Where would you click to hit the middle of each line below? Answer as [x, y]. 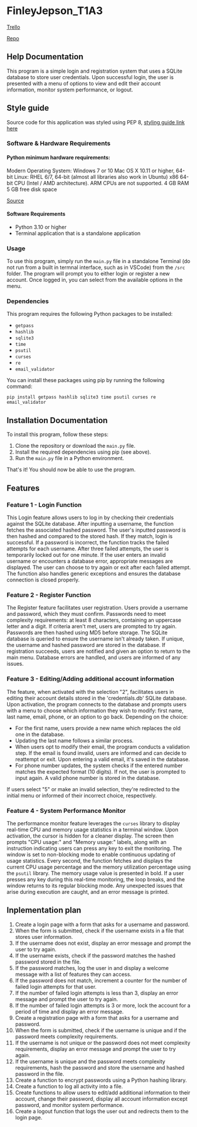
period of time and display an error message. [69, 1012]
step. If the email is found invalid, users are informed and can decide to [101, 753]
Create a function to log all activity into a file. [69, 1086]
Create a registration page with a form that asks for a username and [97, 1017]
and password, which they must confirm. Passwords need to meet [86, 614]
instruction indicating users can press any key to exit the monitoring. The [94, 848]
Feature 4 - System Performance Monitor [66, 811]
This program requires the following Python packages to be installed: [90, 314]
